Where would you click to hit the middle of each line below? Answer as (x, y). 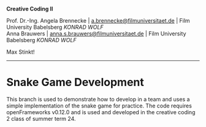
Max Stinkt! (21, 52)
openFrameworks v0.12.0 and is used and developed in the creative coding (101, 112)
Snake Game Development (75, 82)
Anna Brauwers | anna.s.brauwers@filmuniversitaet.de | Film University (96, 34)
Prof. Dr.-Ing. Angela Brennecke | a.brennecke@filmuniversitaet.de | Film (98, 20)
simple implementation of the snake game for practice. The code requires (99, 106)
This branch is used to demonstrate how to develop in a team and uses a (98, 99)
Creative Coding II (30, 9)
